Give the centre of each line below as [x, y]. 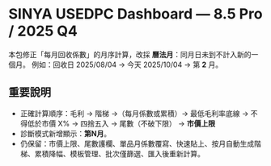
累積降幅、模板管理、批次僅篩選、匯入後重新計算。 [119, 153]
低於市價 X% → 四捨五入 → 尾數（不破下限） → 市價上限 [121, 123]
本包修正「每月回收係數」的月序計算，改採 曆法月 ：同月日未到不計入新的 [130, 54]
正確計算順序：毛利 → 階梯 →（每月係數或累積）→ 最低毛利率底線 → [134, 113]
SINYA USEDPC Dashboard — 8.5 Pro [135, 14]
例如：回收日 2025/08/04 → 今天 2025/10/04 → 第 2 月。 [127, 64]
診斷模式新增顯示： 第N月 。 [66, 133]
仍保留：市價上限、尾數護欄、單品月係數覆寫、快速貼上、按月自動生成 [137, 143]
